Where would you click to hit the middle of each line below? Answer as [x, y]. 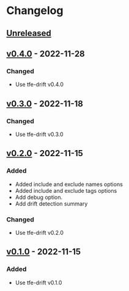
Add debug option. [39, 197]
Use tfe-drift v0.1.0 [39, 282]
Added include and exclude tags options [66, 190]
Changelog [35, 11]
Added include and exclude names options [69, 184]
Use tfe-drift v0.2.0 [39, 232]
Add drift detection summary [51, 203]
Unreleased [29, 33]
